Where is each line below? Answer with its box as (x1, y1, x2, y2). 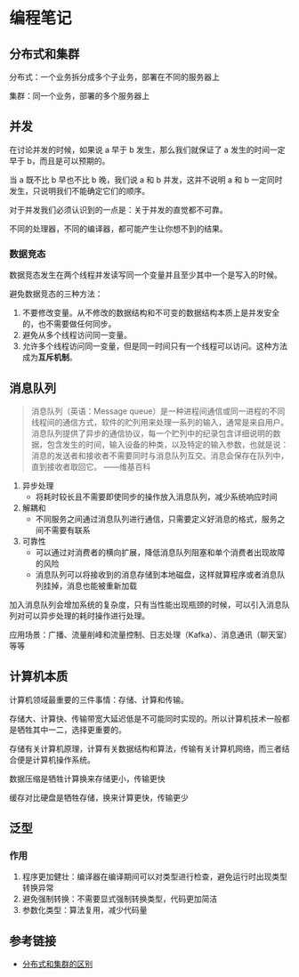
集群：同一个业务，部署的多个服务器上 (9, 91, 149, 101)
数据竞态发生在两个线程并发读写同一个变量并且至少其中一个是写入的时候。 (9, 270, 282, 280)
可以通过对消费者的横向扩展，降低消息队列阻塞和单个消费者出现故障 (35, 546, 286, 557)
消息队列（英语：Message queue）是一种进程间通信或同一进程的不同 (30, 406, 286, 416)
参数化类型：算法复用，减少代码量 (21, 905, 148, 916)
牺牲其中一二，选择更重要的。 (16, 724, 126, 735)
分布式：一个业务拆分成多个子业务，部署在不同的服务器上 (9, 72, 220, 82)
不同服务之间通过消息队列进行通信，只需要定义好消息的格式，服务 (35, 513, 278, 524)
